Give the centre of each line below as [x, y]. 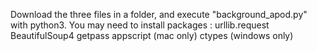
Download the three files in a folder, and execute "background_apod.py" [159, 14]
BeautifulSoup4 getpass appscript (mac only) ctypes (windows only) [152, 35]
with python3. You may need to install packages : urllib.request [140, 25]
